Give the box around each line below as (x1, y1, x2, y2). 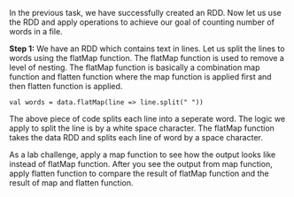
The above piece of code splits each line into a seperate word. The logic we (9, 114, 286, 124)
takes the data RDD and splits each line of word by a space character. (9, 133, 263, 142)
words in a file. (9, 27, 64, 36)
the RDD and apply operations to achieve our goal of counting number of (9, 17, 275, 27)
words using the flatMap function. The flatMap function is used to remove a (9, 53, 285, 63)
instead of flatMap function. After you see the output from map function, (9, 159, 273, 169)
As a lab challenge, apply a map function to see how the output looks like (9, 149, 276, 160)
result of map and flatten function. (9, 178, 134, 188)
